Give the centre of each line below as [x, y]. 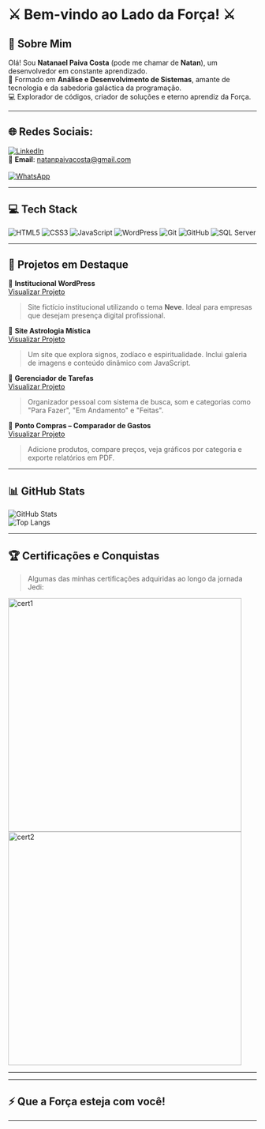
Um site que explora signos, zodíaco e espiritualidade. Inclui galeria [137, 355]
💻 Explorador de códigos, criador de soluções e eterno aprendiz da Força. [130, 97]
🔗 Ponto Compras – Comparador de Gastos [80, 426]
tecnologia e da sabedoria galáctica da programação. [95, 88]
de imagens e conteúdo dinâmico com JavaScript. [109, 363]
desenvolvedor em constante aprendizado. [78, 71]
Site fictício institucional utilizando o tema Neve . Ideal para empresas [140, 307]
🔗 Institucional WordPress [52, 284]
